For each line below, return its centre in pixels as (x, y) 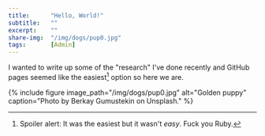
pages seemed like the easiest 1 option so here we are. (96, 76)
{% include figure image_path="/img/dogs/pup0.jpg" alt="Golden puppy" (127, 93)
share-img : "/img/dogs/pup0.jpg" (65, 38)
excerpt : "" (33, 30)
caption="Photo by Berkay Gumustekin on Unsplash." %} (101, 100)
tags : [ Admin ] (42, 45)
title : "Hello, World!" (56, 15)
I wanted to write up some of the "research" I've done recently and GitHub (129, 67)
